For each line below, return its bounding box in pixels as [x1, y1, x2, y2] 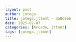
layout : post [5, 7, 32, 12]
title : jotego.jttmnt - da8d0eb [5, 16, 71, 21]
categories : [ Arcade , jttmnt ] [5, 25, 67, 30]
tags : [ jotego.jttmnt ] [5, 29, 51, 34]
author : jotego [5, 12, 36, 16]
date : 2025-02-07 [5, 20, 41, 26]
